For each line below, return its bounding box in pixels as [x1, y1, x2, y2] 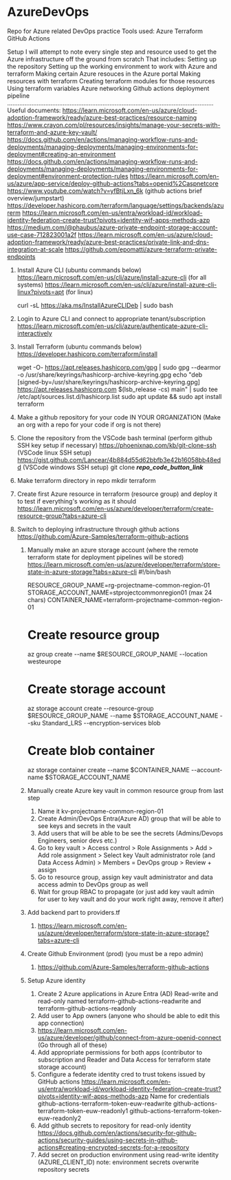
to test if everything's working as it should [16, 497, 136, 505]
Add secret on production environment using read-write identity [37, 1150, 219, 1159]
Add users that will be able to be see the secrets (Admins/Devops [37, 829, 223, 837]
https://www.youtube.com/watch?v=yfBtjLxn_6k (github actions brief [7, 187, 203, 195]
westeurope [27, 657, 62, 665]
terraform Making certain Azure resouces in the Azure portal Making [7, 70, 201, 78]
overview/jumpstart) [7, 194, 65, 202]
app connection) [37, 1019, 85, 1027]
